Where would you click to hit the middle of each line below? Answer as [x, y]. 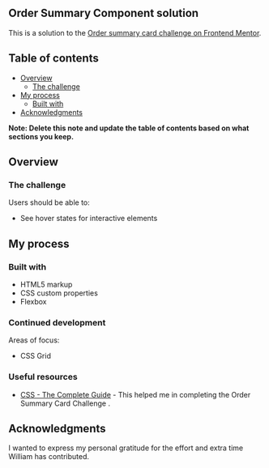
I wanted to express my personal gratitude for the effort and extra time [126, 448]
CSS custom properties [59, 293]
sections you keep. [41, 136]
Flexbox [33, 302]
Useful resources [43, 377]
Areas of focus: [34, 340]
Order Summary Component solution [104, 13]
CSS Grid [35, 356]
